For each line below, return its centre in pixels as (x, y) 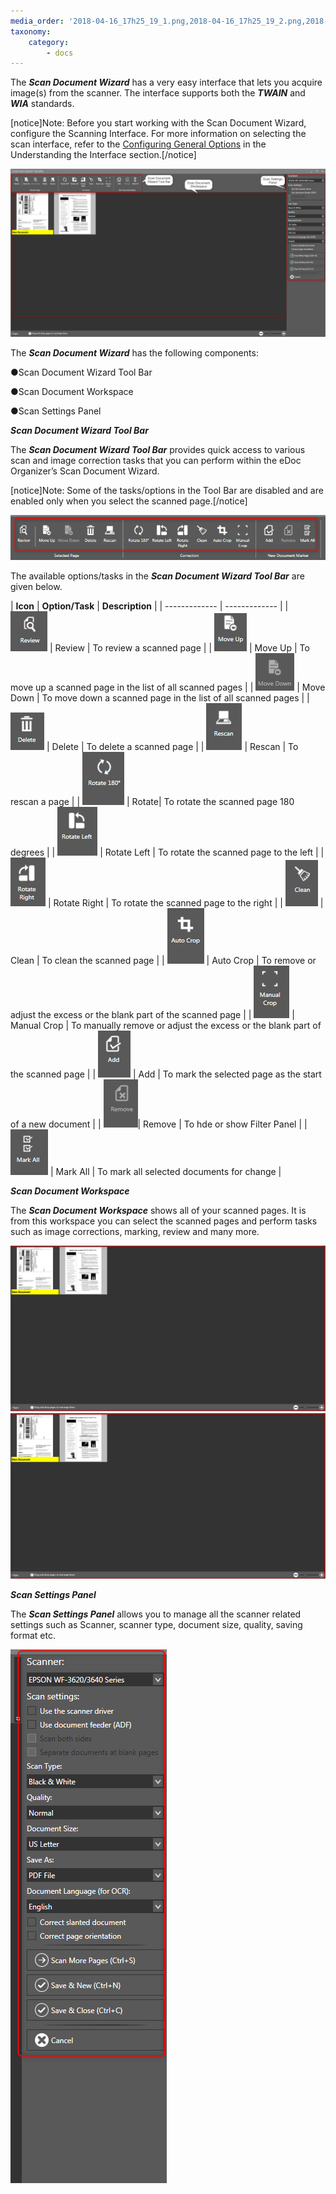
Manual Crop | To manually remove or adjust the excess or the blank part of (166, 1026)
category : (49, 42)
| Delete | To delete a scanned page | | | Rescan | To (172, 747)
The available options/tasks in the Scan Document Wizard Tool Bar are (157, 576)
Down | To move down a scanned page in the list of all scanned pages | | (160, 698)
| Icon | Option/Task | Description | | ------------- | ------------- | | (149, 606)
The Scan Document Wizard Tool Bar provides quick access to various (158, 449)
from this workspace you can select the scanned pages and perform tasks (164, 1221)
